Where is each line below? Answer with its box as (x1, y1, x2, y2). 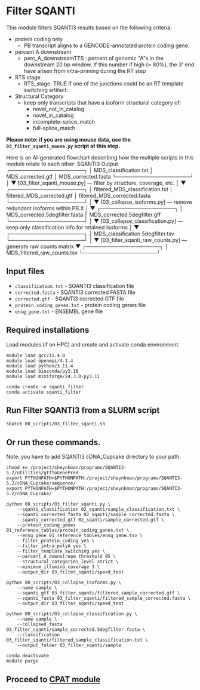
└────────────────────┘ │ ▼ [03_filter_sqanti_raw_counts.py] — (6, 236, 187, 243)
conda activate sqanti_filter (6, 389, 82, 395)
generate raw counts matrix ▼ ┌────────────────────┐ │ (6, 243, 169, 250)
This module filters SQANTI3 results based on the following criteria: (6, 24, 172, 31)
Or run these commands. (6, 437, 101, 447)
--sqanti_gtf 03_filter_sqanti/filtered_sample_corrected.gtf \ (17, 590, 180, 596)
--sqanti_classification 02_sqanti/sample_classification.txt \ (17, 507, 180, 513)
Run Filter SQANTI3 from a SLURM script (6, 405, 160, 415)
